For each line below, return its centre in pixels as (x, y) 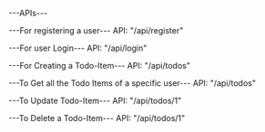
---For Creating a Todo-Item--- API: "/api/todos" (99, 66)
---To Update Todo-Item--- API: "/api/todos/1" (95, 100)
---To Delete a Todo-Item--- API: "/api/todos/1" (97, 118)
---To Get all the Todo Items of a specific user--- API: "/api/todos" (132, 83)
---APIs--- (28, 13)
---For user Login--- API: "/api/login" (78, 48)
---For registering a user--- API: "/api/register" (96, 30)
